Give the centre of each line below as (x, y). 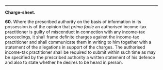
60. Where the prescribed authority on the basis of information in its (73, 22)
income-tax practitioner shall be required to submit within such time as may (81, 52)
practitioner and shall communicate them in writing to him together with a (78, 42)
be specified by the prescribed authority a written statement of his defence (80, 57)
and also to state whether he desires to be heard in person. (64, 62)
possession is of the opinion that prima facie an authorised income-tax (76, 27)
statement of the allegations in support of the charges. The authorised (75, 47)
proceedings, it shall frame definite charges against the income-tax (72, 37)
